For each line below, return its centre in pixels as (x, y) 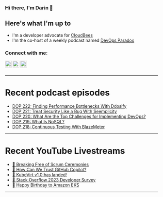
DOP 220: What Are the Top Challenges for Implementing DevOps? (79, 116)
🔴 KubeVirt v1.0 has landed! (39, 175)
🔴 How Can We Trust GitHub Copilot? (49, 169)
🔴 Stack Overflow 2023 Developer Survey (54, 180)
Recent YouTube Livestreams (65, 151)
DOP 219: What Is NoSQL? (38, 121)
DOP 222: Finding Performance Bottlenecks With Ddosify (69, 106)
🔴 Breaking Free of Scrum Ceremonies (50, 164)
